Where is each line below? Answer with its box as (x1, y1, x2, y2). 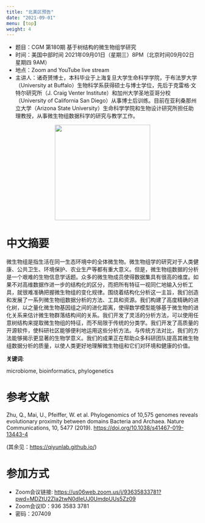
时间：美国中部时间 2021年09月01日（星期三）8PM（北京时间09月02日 (15, 51, 195, 59)
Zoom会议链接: (15, 488, 53, 496)
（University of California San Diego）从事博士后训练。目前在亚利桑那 (15, 97, 192, 104)
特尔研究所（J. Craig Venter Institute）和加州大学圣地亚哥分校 (15, 89, 171, 97)
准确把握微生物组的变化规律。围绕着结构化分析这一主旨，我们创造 (32, 288, 199, 296)
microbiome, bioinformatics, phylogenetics (6, 367, 114, 375)
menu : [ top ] (6, 20, 37, 26)
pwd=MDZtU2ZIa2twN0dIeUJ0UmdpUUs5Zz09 (15, 496, 136, 503)
